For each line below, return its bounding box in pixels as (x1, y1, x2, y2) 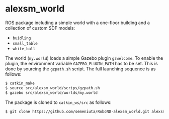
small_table (12, 41, 38, 46)
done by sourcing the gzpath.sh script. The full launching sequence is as (5, 66, 156, 72)
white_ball (12, 46, 36, 51)
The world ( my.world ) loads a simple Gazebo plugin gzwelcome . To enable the (5, 55, 163, 61)
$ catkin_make (5, 81, 35, 86)
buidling (12, 36, 31, 41)
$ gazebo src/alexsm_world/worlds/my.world (5, 90, 98, 95)
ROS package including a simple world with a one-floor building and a (5, 20, 150, 26)
